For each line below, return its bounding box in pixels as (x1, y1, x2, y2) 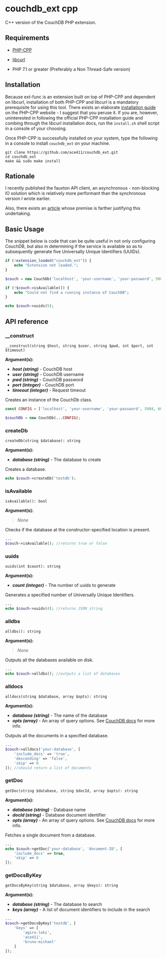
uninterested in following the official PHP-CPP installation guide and (5, 115, 143, 121)
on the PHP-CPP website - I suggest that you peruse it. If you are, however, (5, 110, 158, 116)
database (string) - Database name (12, 807, 86, 813)
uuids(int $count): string (5, 564, 61, 569)
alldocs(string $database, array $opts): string (5, 694, 107, 700)
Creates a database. (5, 466, 46, 472)
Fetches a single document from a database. (5, 832, 96, 838)
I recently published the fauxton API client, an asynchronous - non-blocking (5, 185, 160, 191)
